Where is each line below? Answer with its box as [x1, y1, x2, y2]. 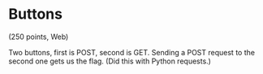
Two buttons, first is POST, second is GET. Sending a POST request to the [8, 47, 256, 57]
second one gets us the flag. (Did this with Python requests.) [8, 56, 211, 66]
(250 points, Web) [8, 32, 69, 41]
